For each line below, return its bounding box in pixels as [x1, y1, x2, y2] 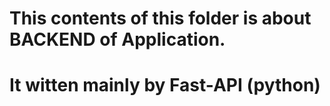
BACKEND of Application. [9, 28, 226, 51]
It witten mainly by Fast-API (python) [9, 74, 321, 97]
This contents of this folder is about [9, 7, 312, 30]
